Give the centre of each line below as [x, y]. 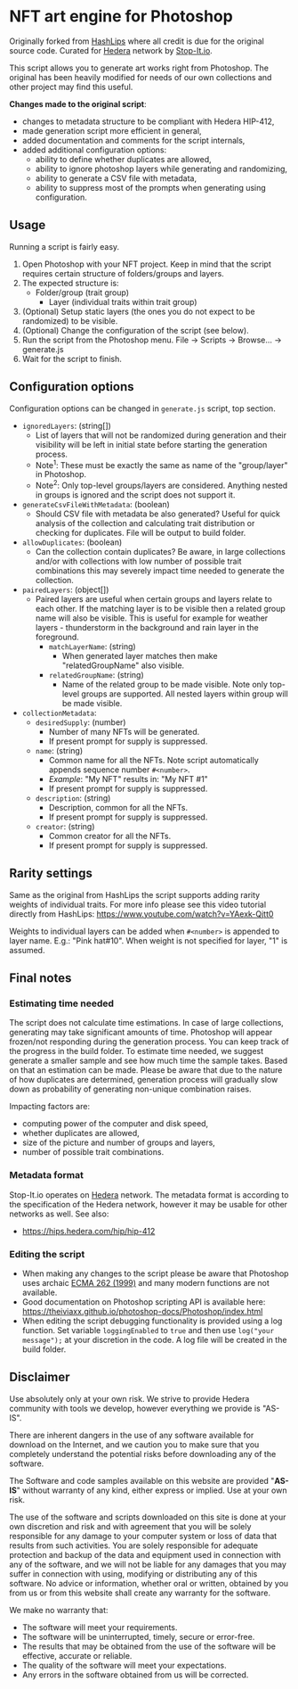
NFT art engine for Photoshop [121, 16]
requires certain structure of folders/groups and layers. [123, 273]
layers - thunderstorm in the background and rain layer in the [147, 627]
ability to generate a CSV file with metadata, [116, 178]
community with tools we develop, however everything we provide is [135, 1408]
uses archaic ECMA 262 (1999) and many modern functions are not [145, 1282]
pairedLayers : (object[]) [65, 589]
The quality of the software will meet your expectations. [124, 1665]
